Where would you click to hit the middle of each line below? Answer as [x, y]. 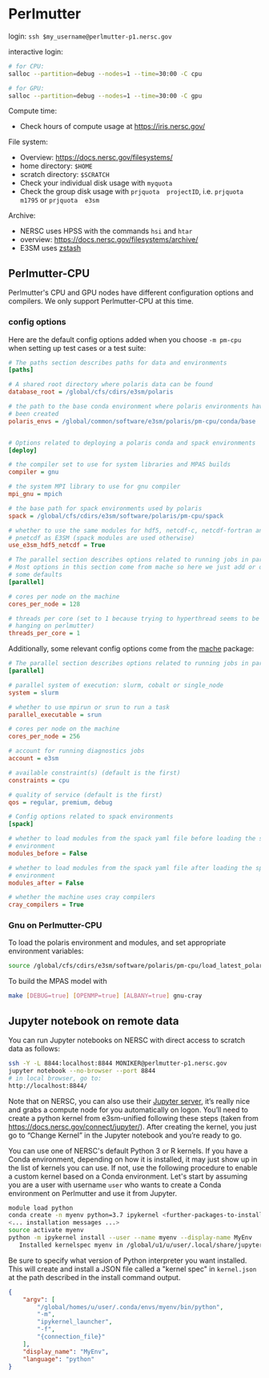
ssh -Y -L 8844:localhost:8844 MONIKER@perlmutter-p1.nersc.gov [118, 1064]
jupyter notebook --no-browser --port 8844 [82, 1070]
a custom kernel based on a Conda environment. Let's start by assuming [128, 1176]
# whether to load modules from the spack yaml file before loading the [132, 839]
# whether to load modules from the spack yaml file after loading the [130, 868]
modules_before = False [48, 853]
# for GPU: [26, 88]
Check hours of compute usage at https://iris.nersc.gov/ [112, 127]
